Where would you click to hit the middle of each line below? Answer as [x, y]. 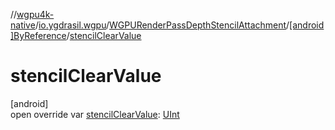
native [23, 25]
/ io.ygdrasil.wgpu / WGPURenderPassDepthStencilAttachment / [162, 25]
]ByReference [38, 35]
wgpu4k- [35, 14]
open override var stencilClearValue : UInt [95, 114]
